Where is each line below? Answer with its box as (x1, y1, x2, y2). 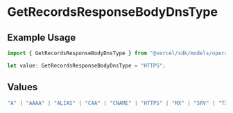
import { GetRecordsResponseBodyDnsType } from (7, 50, 148, 56)
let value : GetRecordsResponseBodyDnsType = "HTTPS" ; (7, 62, 166, 69)
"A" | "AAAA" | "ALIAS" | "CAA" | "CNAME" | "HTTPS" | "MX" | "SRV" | (7, 99, 216, 107)
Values (7, 81, 38, 93)
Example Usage (7, 32, 76, 43)
